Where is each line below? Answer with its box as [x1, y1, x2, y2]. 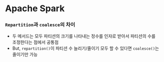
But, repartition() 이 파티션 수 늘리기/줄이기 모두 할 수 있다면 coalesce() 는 [12, 45, 159, 51]
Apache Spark [5, 3, 65, 14]
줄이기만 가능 [12, 52, 38, 58]
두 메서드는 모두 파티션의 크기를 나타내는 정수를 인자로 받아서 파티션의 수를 [12, 33, 156, 39]
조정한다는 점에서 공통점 [12, 40, 59, 45]
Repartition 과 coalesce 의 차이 [5, 21, 75, 28]
